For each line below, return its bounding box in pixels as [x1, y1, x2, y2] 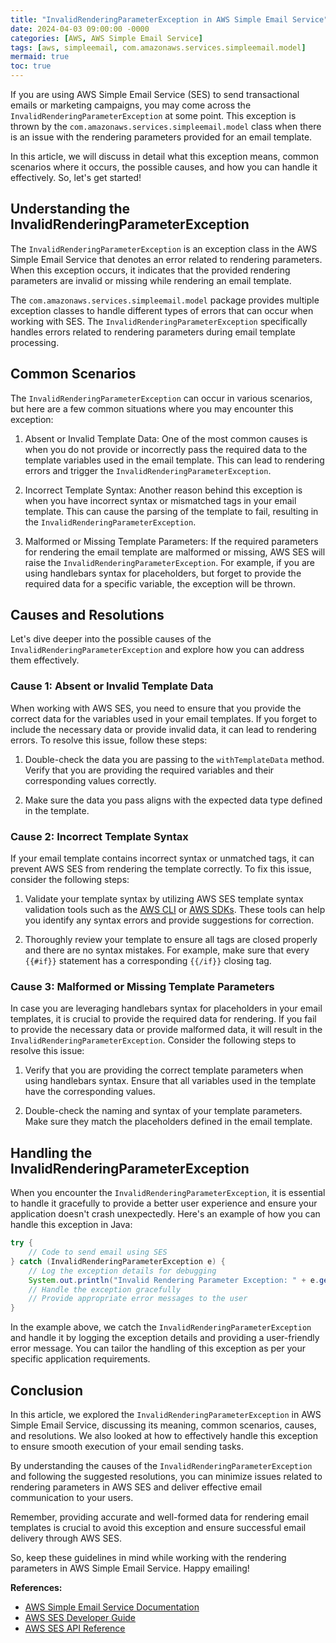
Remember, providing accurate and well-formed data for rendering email [10, 1511, 310, 1523]
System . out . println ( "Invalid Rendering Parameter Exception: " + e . [28, 1275, 320, 1285]
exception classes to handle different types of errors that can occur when [10, 304, 314, 316]
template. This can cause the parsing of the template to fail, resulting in [24, 505, 319, 517]
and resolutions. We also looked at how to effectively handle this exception [10, 1429, 318, 1441]
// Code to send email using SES [28, 1247, 168, 1258]
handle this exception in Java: [10, 1219, 133, 1231]
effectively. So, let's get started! [10, 172, 142, 183]
